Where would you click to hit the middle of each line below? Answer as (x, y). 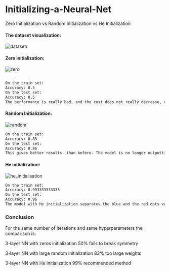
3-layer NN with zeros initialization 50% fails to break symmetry (72, 244)
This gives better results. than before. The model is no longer (75, 153)
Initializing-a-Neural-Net (58, 9)
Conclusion (20, 217)
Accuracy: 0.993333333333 (32, 190)
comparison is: (21, 234)
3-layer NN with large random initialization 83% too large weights (73, 253)
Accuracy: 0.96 (21, 199)
